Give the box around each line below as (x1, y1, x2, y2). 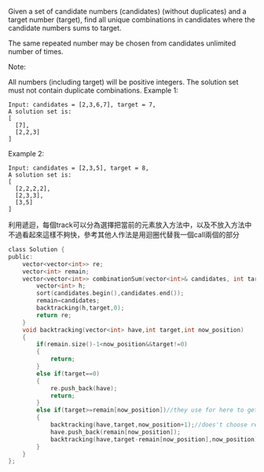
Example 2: (8, 149, 45, 158)
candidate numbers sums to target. (8, 24, 122, 32)
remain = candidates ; (36, 297, 101, 305)
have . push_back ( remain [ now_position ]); (49, 428, 181, 436)
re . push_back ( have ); (49, 384, 118, 392)
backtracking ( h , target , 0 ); (36, 304, 125, 312)
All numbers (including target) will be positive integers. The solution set (8, 78, 239, 86)
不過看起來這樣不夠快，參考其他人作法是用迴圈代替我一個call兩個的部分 (8, 230, 240, 239)
